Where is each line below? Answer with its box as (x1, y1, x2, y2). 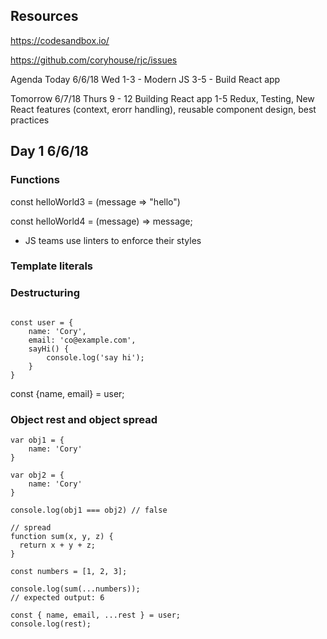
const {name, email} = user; (10, 387, 125, 399)
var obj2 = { (10, 470, 65, 481)
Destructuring (10, 286, 81, 300)
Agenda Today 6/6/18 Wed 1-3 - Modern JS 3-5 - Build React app (10, 73, 281, 85)
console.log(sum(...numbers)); (10, 584, 141, 594)
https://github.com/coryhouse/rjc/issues (10, 54, 178, 66)
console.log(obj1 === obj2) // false (10, 505, 168, 516)
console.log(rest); (10, 619, 92, 629)
